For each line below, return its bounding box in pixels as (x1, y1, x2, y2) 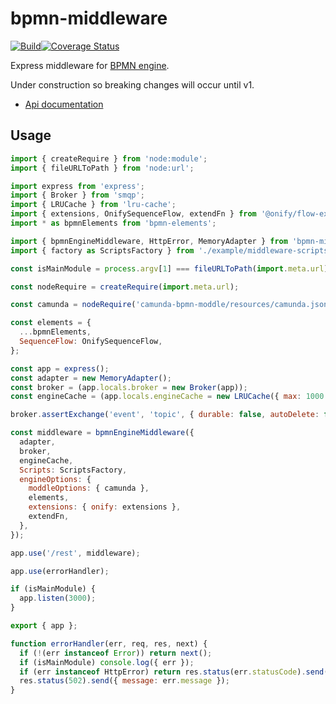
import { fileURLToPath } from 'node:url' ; (10, 163, 195, 173)
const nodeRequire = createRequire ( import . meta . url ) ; (10, 282, 240, 292)
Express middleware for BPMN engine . (10, 59, 170, 71)
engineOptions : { (19, 474, 92, 484)
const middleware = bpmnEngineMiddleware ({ (10, 428, 195, 438)
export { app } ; (10, 621, 78, 631)
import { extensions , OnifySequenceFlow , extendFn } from (10, 209, 257, 219)
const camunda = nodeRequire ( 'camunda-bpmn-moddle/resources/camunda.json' (10, 300, 333, 310)
